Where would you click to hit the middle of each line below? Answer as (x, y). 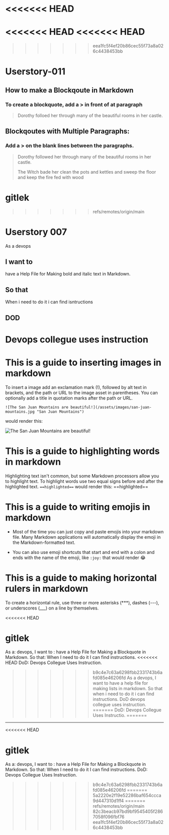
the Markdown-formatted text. (44, 542)
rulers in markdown (47, 589)
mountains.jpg (20, 412)
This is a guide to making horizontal (81, 578)
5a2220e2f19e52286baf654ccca (127, 796)
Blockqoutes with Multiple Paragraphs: (67, 131)
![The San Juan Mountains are (37, 407)
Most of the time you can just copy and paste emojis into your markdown (88, 532)
